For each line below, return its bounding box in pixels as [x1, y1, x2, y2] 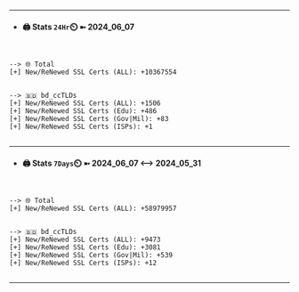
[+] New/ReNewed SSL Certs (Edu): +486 [9, 107, 158, 116]
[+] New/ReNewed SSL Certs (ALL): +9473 [9, 235, 162, 245]
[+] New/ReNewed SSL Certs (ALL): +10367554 [9, 68, 177, 77]
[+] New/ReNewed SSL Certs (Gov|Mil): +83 [9, 115, 169, 124]
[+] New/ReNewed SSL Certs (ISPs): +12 [9, 259, 158, 268]
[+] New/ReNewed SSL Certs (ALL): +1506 [9, 99, 162, 108]
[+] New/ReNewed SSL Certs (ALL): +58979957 [9, 204, 177, 214]
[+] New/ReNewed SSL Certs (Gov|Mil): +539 [9, 251, 174, 260]
